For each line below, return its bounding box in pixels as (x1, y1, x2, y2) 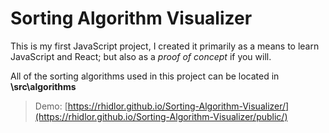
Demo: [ (34, 100, 68, 112)
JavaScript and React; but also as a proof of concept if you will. (10, 50, 272, 62)
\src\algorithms (10, 80, 77, 92)
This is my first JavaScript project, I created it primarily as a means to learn (10, 40, 320, 52)
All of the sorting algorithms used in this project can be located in (10, 70, 280, 82)
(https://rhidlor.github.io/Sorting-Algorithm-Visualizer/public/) (34, 110, 288, 122)
